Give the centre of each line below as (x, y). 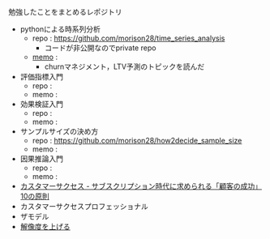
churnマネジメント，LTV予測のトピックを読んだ (124, 66)
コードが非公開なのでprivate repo (100, 48)
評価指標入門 (41, 77)
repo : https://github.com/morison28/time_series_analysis (129, 38)
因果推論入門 (41, 159)
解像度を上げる (45, 226)
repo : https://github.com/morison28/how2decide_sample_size (137, 141)
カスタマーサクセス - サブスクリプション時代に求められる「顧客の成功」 (141, 186)
